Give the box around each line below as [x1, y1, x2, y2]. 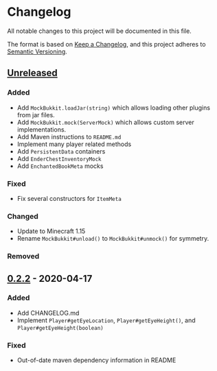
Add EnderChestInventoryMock [16, 154, 102, 163]
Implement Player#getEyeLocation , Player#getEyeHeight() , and [16, 316, 196, 324]
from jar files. [16, 110, 55, 119]
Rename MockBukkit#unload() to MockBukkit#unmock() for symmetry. [16, 235, 209, 243]
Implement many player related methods [16, 140, 132, 148]
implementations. [16, 125, 67, 134]
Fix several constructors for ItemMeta [16, 194, 122, 202]
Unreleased [7, 67, 58, 79]
